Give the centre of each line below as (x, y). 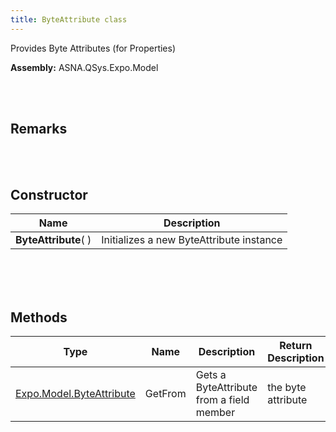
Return (296, 346)
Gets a (211, 375)
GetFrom (165, 394)
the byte (287, 388)
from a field (222, 400)
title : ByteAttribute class (69, 19)
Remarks (39, 129)
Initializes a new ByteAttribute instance (192, 240)
